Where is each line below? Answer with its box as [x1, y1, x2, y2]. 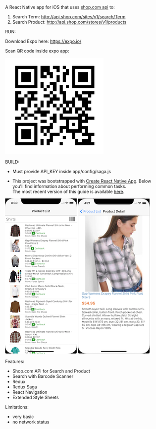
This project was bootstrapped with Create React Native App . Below [12, 178, 152, 184]
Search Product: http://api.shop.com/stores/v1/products [12, 19, 127, 25]
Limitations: [5, 404, 29, 410]
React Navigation [12, 389, 48, 395]
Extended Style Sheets [12, 394, 59, 400]
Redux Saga [12, 384, 37, 390]
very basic [12, 414, 34, 420]
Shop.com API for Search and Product [12, 368, 91, 374]
